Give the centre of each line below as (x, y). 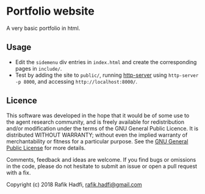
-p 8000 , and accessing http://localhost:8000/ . (76, 81)
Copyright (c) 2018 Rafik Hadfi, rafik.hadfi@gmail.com (74, 184)
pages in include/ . (38, 68)
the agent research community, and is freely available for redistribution (95, 122)
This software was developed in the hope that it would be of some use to (98, 115)
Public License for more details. (46, 148)
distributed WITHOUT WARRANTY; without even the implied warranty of (97, 135)
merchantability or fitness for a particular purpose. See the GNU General (97, 141)
